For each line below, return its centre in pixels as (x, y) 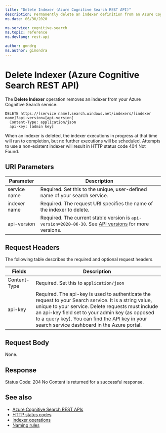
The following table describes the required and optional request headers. (80, 260)
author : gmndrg (21, 46)
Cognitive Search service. (31, 104)
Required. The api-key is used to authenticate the (93, 294)
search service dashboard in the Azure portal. (89, 325)
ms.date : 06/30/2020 (26, 19)
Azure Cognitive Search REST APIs (48, 409)
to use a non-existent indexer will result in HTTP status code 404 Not (76, 146)
